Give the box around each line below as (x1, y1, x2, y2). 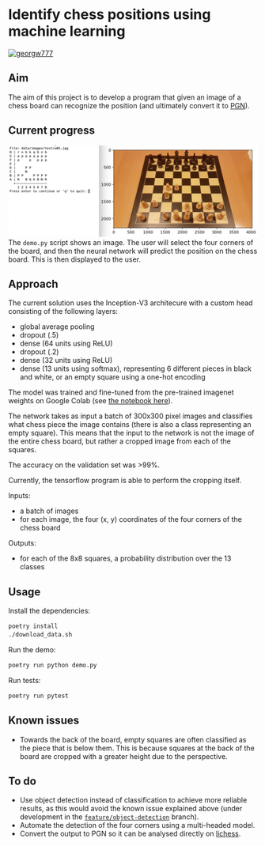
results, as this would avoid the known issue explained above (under (19, 804, 243, 814)
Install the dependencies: (8, 606, 91, 616)
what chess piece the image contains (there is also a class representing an (8, 420, 252, 429)
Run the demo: (8, 645, 56, 654)
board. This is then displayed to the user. (8, 255, 141, 264)
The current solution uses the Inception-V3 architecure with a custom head (8, 298, 253, 308)
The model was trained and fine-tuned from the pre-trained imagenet (8, 387, 235, 397)
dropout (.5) (19, 330, 59, 340)
